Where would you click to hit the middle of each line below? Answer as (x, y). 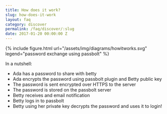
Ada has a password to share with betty (55, 74)
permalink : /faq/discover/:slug (40, 29)
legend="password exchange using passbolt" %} (57, 54)
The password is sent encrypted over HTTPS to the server (74, 84)
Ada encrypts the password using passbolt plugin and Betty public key (87, 79)
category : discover (26, 24)
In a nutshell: (19, 64)
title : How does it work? (33, 10)
